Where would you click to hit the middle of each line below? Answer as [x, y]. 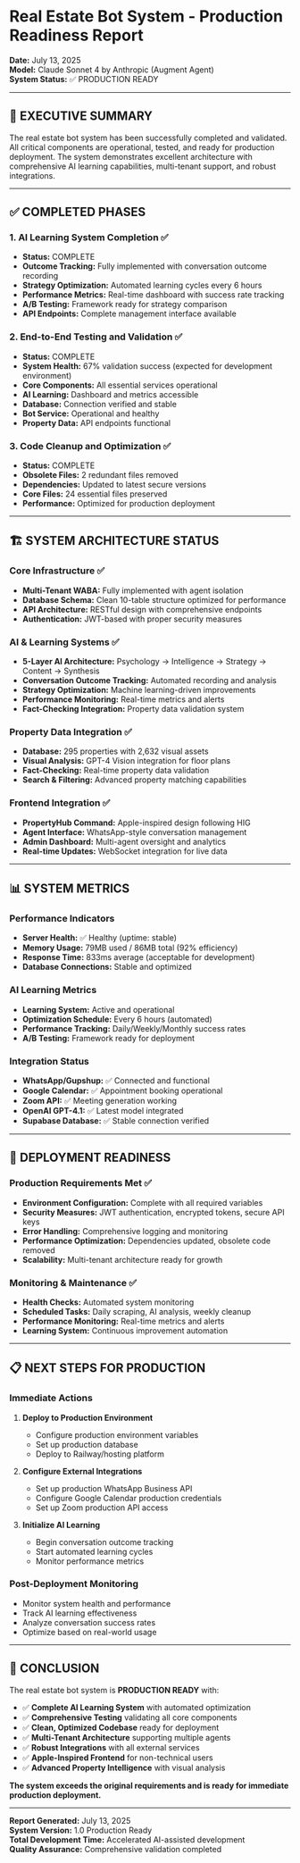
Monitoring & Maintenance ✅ [73, 1282]
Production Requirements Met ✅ [81, 1183]
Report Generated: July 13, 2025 [70, 1820]
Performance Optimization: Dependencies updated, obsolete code [146, 1241]
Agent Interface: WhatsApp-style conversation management [134, 831]
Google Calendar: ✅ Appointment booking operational [122, 1090]
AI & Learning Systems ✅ [65, 642]
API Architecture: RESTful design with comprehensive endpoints [142, 609]
